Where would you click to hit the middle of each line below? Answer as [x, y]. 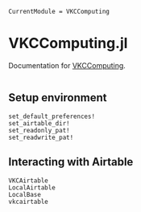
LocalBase [25, 194]
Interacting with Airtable [71, 162]
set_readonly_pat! [39, 130]
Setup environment [58, 98]
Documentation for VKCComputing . [67, 65]
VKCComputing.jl [68, 43]
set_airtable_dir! [39, 123]
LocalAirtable [32, 188]
